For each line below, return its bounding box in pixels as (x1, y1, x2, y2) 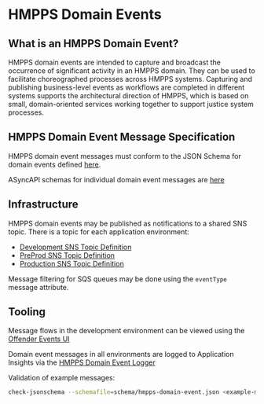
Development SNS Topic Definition (19, 242, 132, 252)
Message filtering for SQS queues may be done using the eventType (8, 274, 228, 284)
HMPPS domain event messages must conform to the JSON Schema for (8, 151, 241, 160)
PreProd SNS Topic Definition (19, 250, 115, 260)
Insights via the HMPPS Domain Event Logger (8, 358, 156, 367)
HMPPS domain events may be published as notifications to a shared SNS (8, 219, 247, 228)
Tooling (8, 305, 46, 319)
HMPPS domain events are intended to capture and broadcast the (8, 57, 222, 67)
